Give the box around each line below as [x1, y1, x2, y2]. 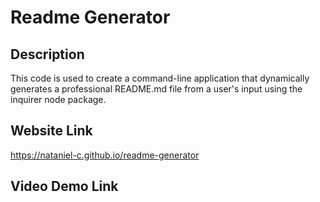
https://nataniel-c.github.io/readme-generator [10, 149, 200, 161]
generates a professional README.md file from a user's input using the [10, 83, 303, 95]
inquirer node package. [10, 94, 107, 105]
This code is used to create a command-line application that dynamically [10, 72, 310, 84]
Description [10, 46, 85, 63]
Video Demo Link [10, 178, 119, 195]
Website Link [10, 122, 93, 140]
